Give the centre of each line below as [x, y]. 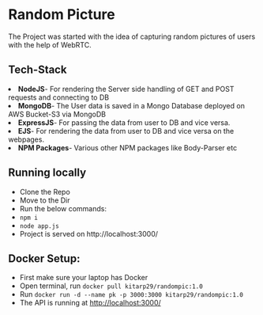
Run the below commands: [63, 208]
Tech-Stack [38, 70]
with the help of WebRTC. [50, 44]
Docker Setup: [44, 258]
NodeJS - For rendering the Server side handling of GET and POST [126, 89]
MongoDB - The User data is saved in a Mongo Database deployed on [131, 105]
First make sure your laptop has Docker [84, 278]
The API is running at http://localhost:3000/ [90, 303]
